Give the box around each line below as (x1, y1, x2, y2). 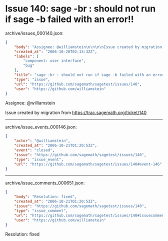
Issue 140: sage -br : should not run (5, 3, 156, 14)
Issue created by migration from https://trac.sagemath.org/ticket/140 (5, 109, 147, 115)
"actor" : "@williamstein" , (14, 138, 70, 143)
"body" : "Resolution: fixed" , (14, 194, 77, 199)
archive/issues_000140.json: (5, 30, 64, 36)
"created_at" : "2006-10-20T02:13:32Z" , (14, 49, 97, 54)
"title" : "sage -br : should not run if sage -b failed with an (14, 72, 151, 77)
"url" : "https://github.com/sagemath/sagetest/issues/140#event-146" (14, 161, 162, 166)
